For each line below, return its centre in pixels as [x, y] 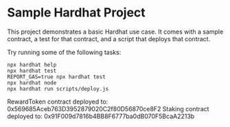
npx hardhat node [32, 83]
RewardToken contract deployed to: [58, 102]
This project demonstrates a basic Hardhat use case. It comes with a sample [115, 32]
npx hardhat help [32, 65]
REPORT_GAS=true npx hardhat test [57, 77]
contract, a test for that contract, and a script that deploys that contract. [109, 38]
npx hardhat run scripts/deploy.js [58, 89]
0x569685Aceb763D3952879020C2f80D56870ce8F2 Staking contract [108, 108]
